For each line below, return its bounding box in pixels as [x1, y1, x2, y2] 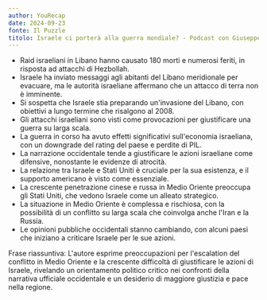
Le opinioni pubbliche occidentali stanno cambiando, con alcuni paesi [19, 224, 249, 235]
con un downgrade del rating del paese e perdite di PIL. [19, 140, 202, 150]
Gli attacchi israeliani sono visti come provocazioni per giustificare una [19, 115, 252, 124]
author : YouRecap [8, 11, 66, 20]
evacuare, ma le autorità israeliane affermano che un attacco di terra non [19, 81, 259, 91]
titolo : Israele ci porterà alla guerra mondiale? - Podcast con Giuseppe [8, 33, 261, 42]
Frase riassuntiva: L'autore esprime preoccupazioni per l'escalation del [8, 248, 240, 259]
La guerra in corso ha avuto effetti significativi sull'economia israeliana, [19, 132, 253, 142]
